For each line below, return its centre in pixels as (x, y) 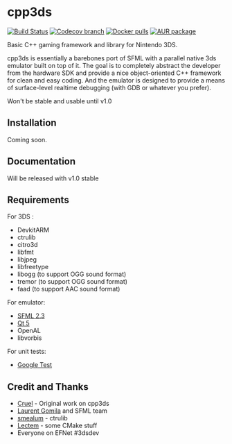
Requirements (38, 199)
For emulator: (26, 302)
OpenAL (29, 331)
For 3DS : (21, 216)
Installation (32, 123)
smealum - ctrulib (42, 418)
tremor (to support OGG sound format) (72, 282)
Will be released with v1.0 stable (53, 178)
